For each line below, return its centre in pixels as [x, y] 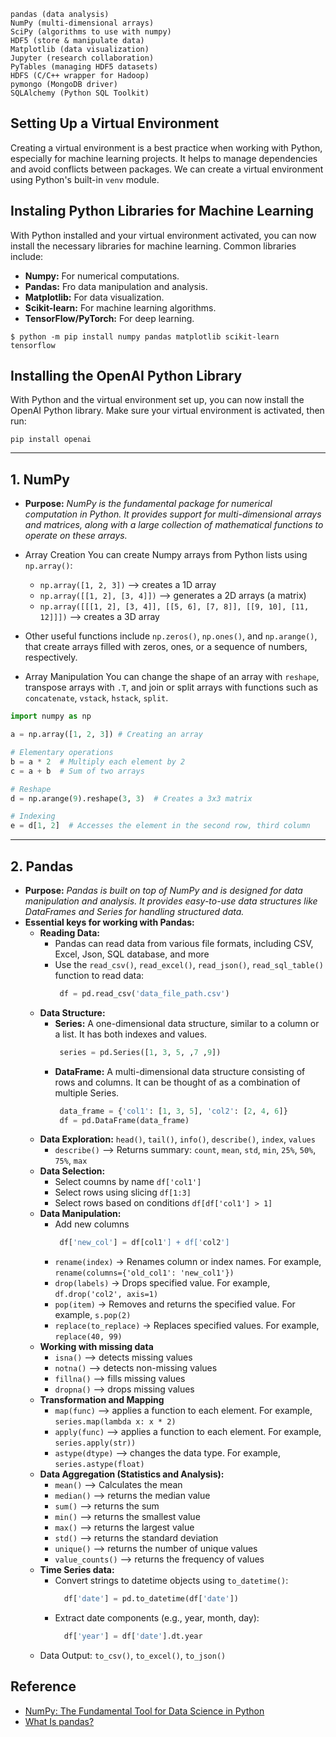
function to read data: [99, 975]
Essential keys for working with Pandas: [109, 922]
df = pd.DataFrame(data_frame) [124, 1120]
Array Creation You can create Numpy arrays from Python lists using [166, 555]
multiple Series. [87, 1092]
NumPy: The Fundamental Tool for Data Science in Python [144, 1711]
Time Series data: [77, 1570]
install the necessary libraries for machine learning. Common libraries [153, 246]
